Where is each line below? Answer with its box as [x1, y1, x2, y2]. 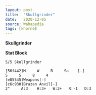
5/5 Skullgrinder [5, 60, 42, 65]
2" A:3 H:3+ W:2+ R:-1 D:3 [5, 86, 92, 91]
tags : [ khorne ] [5, 26, 37, 31]
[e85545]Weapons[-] [5, 77, 46, 82]
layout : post [5, 7, 33, 13]
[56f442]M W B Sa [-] [5, 69, 85, 74]
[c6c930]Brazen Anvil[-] [5, 82, 58, 87]
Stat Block [5, 50, 27, 56]
